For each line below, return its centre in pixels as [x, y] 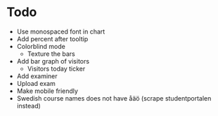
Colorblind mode [41, 46]
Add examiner [37, 76]
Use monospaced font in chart [61, 31]
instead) [29, 106]
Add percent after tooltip [52, 38]
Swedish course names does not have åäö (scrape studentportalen [114, 98]
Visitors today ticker [56, 68]
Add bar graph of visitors [53, 61]
